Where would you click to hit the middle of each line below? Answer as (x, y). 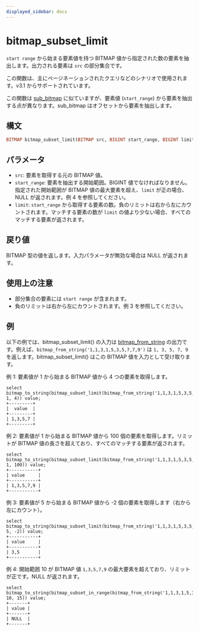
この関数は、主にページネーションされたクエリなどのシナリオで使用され (94, 78)
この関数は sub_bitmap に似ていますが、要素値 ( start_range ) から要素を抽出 (99, 98)
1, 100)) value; (26, 465)
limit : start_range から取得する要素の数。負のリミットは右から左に (98, 205)
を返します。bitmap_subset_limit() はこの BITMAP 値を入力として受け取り (96, 356)
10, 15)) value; (26, 598)
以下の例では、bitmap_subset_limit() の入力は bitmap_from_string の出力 (94, 342)
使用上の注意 (30, 283)
